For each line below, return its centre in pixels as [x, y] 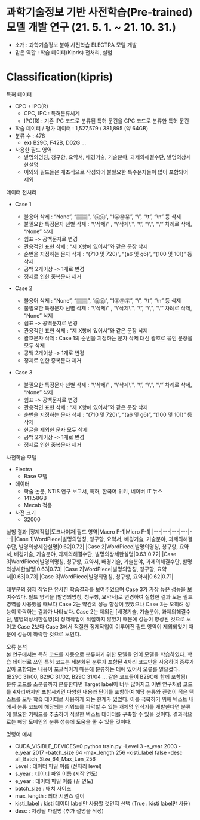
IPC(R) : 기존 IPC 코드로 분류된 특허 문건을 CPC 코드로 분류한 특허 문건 [106, 121]
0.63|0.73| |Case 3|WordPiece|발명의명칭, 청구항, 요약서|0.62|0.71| [93, 576]
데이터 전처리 [21, 192]
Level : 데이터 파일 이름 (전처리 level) [58, 766]
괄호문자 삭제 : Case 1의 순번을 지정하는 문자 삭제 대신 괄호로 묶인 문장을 [108, 338]
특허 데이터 [19, 94]
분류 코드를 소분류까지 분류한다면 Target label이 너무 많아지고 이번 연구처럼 [94, 684]
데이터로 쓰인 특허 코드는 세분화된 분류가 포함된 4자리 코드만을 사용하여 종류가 [103, 662]
